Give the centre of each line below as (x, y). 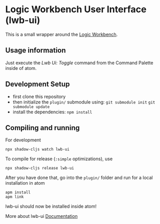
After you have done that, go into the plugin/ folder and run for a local (79, 178)
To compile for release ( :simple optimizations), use (59, 159)
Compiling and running (43, 128)
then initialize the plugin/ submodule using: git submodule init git (84, 102)
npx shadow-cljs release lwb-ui (40, 168)
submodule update (31, 107)
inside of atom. (21, 68)
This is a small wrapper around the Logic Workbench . (62, 34)
